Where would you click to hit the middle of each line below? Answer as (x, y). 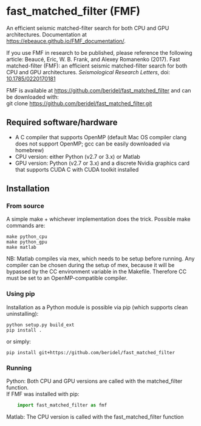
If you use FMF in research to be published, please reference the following (99, 52)
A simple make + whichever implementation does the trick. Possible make (98, 219)
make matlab (21, 248)
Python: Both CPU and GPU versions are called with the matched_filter (94, 381)
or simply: (19, 341)
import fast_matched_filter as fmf (62, 405)
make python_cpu (27, 237)
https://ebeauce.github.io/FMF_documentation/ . (66, 41)
